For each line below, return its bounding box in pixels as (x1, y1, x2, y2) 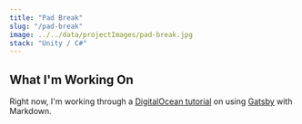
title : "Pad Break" (9, 13, 84, 23)
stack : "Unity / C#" (9, 38, 88, 48)
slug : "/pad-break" (9, 22, 84, 31)
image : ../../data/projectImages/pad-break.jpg (9, 30, 194, 39)
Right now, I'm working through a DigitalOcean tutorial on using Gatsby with (9, 96, 293, 107)
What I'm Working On (9, 72, 134, 87)
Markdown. (9, 106, 52, 117)
